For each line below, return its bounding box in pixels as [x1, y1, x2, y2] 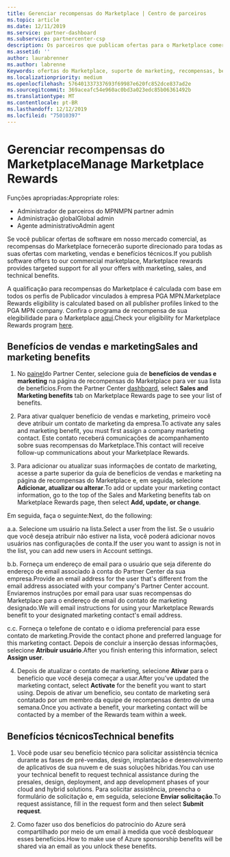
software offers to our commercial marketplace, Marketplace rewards [7, 257, 203, 265]
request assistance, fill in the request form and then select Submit [16, 800, 204, 808]
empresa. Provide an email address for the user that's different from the [7, 574, 208, 583]
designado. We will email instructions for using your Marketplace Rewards [7, 604, 214, 612]
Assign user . [7, 653, 44, 662]
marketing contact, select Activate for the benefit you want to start [16, 681, 207, 690]
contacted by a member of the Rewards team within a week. [16, 711, 187, 719]
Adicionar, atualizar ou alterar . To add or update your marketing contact [16, 484, 221, 492]
